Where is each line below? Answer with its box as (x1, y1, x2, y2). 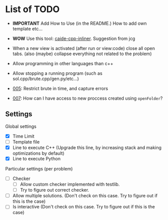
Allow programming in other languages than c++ (12, 60, 114, 66)
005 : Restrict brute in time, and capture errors (12, 85, 108, 92)
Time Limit (12, 133, 35, 139)
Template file (12, 139, 40, 145)
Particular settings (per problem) (5, 166, 73, 171)
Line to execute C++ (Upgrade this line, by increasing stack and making (12, 144, 162, 150)
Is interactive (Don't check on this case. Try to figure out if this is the (12, 204, 155, 210)
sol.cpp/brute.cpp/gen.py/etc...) (12, 75, 79, 81)
